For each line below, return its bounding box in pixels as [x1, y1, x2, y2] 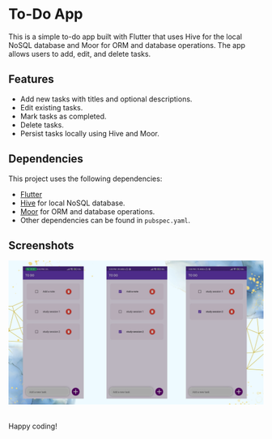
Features [8, 72, 54, 86]
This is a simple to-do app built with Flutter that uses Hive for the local [8, 32, 243, 41]
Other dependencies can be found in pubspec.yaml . [19, 215, 191, 225]
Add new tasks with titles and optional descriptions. [19, 94, 193, 104]
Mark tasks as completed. [19, 111, 107, 121]
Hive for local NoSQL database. [19, 198, 125, 208]
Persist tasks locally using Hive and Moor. [19, 128, 159, 138]
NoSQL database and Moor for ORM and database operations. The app [8, 40, 245, 49]
